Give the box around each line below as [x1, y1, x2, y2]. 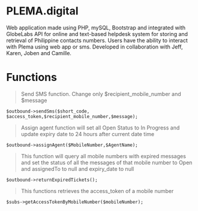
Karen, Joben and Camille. [6, 49, 72, 56]
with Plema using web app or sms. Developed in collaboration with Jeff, [6, 43, 183, 50]
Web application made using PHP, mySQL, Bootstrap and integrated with [6, 24, 186, 31]
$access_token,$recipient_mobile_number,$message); [6, 113, 138, 119]
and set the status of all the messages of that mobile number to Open [20, 159, 193, 166]
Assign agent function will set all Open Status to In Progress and [20, 124, 180, 131]
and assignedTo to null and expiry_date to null [20, 165, 134, 172]
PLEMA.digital [6, 4, 79, 18]
